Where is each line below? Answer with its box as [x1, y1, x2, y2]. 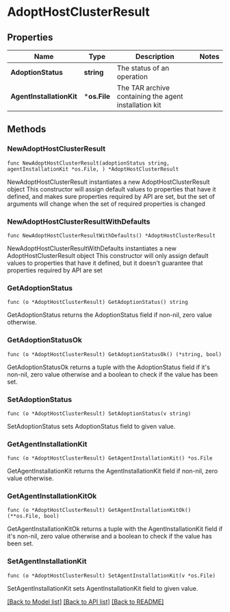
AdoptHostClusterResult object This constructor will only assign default [7, 251, 209, 259]
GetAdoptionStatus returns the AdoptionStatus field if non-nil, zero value [7, 311, 212, 319]
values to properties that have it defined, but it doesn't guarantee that [7, 259, 203, 267]
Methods [7, 123, 47, 135]
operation [116, 72, 149, 81]
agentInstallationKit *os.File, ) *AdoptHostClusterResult [7, 165, 179, 172]
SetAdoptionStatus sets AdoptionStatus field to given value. [7, 422, 176, 430]
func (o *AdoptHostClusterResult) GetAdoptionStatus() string [7, 299, 188, 306]
